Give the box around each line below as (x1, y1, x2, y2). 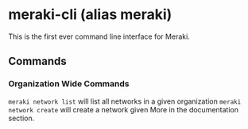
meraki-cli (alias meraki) (8, 6, 172, 24)
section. (8, 113, 35, 123)
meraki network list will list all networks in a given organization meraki (8, 97, 242, 106)
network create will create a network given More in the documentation (8, 104, 238, 114)
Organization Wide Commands (8, 78, 130, 89)
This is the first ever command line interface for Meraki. (8, 32, 191, 41)
